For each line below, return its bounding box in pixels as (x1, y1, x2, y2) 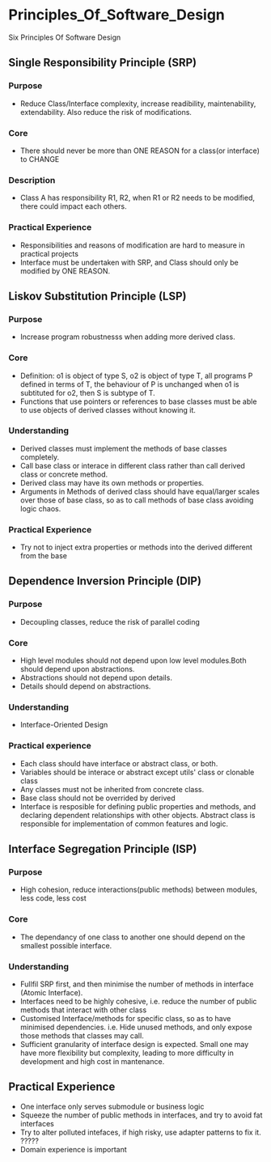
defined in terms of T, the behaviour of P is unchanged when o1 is (19, 379, 239, 389)
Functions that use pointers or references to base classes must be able (19, 397, 257, 406)
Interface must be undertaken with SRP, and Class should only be (19, 257, 239, 267)
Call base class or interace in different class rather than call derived (19, 460, 245, 470)
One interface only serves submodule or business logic (19, 1101, 205, 1111)
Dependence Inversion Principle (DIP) (8, 575, 202, 588)
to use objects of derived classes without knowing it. (19, 405, 197, 414)
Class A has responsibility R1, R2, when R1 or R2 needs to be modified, (19, 193, 255, 203)
